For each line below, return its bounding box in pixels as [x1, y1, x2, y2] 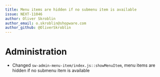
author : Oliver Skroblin [5, 16, 56, 21]
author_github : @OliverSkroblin [5, 25, 71, 30]
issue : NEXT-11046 [5, 12, 43, 17]
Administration [5, 46, 67, 58]
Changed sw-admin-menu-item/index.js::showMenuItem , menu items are [12, 62, 156, 68]
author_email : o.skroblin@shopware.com [5, 20, 87, 26]
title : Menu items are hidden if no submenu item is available [5, 7, 137, 12]
